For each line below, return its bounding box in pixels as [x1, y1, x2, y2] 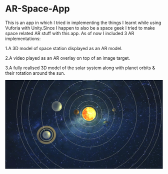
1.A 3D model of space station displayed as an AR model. [5, 45, 122, 51]
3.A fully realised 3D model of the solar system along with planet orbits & [5, 65, 155, 71]
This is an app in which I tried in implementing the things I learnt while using [5, 20, 161, 26]
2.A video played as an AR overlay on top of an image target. [5, 55, 130, 61]
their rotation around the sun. [5, 70, 65, 76]
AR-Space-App [5, 3, 70, 15]
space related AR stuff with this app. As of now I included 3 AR [5, 30, 134, 36]
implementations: [5, 36, 41, 42]
